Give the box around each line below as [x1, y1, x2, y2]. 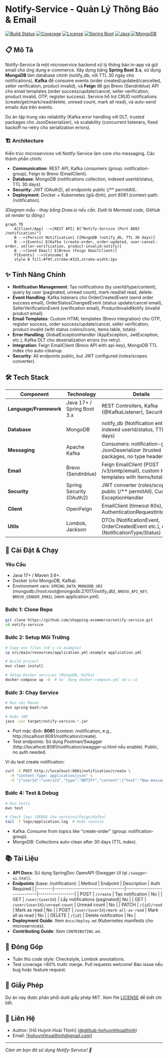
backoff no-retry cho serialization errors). [5, 124, 91, 130]
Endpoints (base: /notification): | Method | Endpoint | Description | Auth [12, 880, 160, 886]
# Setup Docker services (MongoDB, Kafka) [5, 672, 95, 678]
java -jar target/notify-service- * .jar [5, 718, 88, 723]
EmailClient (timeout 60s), [101, 502, 163, 509]
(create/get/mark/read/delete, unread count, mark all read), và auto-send [5, 98, 156, 104]
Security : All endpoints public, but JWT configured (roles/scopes [12, 352, 147, 358]
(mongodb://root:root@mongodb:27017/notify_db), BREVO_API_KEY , [12, 588, 148, 594]
